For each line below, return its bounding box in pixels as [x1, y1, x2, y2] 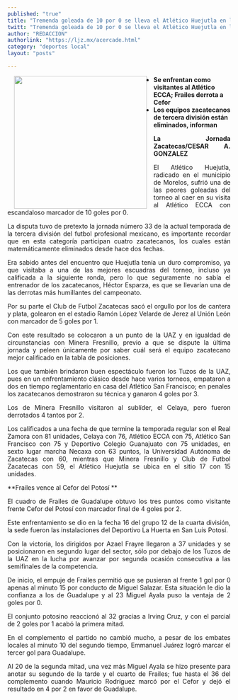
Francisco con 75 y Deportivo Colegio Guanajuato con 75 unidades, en [7, 440, 231, 448]
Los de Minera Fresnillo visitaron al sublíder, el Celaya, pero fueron [7, 403, 231, 411]
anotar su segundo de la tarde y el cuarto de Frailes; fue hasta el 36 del [7, 670, 231, 678]
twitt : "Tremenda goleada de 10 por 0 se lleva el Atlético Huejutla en [7, 23, 227, 30]
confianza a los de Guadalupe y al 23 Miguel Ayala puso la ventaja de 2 [7, 590, 231, 599]
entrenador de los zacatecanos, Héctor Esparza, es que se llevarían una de [7, 280, 231, 289]
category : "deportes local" [7, 43, 91, 50]
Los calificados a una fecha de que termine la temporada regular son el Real [7, 424, 231, 432]
